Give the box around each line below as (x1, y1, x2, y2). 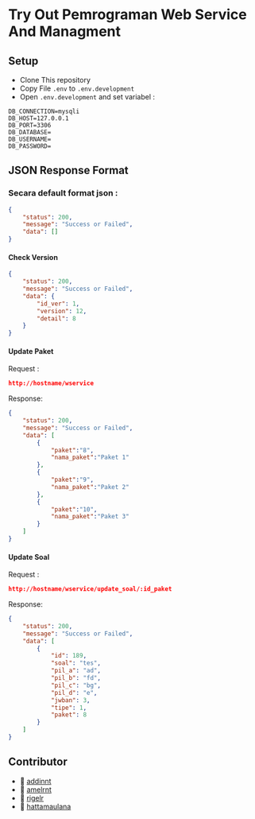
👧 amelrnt (19, 785, 52, 794)
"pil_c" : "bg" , (50, 681, 102, 689)
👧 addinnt (19, 776, 52, 786)
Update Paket (8, 346, 54, 355)
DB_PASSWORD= (8, 142, 52, 150)
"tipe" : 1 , (50, 704, 87, 712)
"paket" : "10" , (50, 505, 98, 514)
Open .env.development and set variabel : (19, 92, 156, 101)
